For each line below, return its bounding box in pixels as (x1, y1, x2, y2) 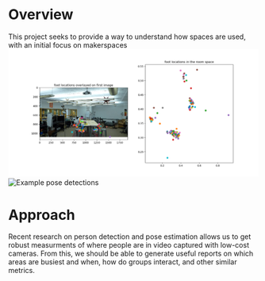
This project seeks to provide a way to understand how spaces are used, (8, 32, 246, 41)
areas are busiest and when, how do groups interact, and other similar (8, 257, 237, 267)
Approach (8, 206, 75, 224)
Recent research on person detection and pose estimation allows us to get (8, 232, 252, 241)
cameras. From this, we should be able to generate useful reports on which (8, 248, 254, 259)
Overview (8, 6, 74, 24)
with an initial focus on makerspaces (8, 40, 128, 49)
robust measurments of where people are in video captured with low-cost (8, 241, 250, 250)
